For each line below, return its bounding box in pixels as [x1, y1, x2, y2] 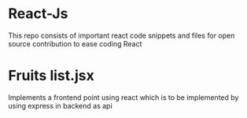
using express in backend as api [8, 101, 112, 110]
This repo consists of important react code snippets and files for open [8, 31, 235, 40]
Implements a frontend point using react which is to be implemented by [8, 92, 239, 102]
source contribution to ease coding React [8, 39, 142, 48]
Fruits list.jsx [8, 67, 94, 85]
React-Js [8, 5, 68, 23]
